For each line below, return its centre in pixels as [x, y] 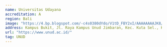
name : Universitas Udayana [33, 10]
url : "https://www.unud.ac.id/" [39, 32]
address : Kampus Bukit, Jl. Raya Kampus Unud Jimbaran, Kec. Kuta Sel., [82, 28]
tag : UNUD [15, 37]
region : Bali [19, 19]
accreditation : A [23, 14]
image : [12, 23]
